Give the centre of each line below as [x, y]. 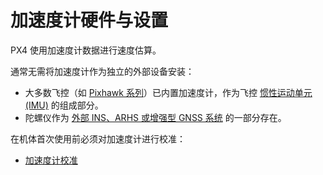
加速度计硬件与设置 [89, 20]
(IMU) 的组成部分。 [64, 105]
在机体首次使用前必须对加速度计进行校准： [98, 138]
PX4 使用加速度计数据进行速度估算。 [86, 50]
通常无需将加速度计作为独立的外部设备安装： [102, 71]
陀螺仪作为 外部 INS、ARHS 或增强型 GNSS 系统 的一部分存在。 [155, 117]
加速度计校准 [51, 160]
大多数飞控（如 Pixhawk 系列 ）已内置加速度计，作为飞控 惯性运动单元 [168, 92]
